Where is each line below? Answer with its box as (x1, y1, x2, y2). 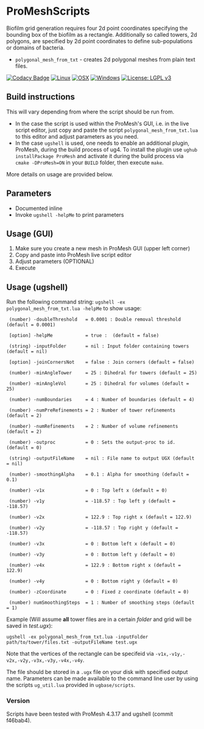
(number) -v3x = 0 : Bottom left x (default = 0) (9, 541, 175, 547)
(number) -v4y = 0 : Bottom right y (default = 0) (9, 578, 178, 584)
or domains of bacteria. (6, 44, 65, 51)
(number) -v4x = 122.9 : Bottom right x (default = (9, 562, 181, 568)
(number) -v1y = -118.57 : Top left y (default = (9, 498, 175, 504)
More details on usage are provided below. (6, 170, 114, 178)
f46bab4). (6, 717, 32, 724)
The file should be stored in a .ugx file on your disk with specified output (6, 669, 188, 676)
